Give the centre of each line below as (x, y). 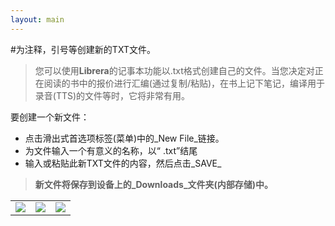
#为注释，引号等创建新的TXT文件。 (83, 49)
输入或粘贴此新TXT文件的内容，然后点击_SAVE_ (123, 163)
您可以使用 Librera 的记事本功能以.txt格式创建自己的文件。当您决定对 (174, 70)
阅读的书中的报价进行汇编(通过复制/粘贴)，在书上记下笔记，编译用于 (184, 83)
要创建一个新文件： (50, 117)
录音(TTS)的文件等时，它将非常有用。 (112, 95)
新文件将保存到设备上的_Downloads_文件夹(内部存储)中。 (154, 184)
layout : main (37, 19)
